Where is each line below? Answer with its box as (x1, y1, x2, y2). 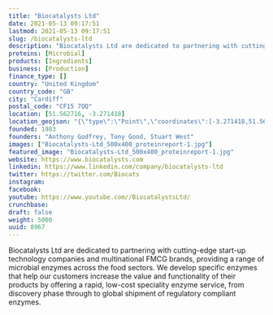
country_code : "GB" (8, 87, 75, 96)
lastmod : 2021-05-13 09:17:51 (8, 27, 111, 35)
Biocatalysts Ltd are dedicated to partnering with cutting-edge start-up (8, 245, 246, 256)
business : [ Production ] (8, 65, 89, 73)
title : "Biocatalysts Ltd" (8, 11, 100, 20)
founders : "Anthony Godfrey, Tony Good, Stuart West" (8, 132, 195, 140)
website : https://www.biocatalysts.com (8, 155, 144, 163)
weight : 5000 (8, 216, 53, 224)
